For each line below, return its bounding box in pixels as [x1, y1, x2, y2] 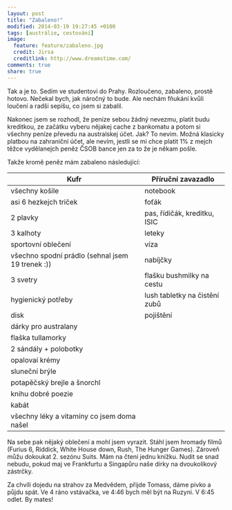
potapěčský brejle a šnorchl [10, 377, 101, 387]
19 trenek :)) [10, 259, 52, 269]
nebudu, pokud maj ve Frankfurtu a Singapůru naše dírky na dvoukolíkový [7, 460, 217, 468]
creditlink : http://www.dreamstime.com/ [13, 55, 131, 62]
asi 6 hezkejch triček [10, 197, 78, 207]
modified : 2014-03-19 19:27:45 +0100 [7, 23, 116, 30]
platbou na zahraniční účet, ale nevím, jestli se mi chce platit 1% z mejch [7, 137, 213, 145]
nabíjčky [144, 255, 173, 265]
